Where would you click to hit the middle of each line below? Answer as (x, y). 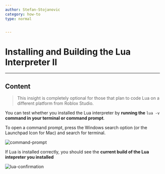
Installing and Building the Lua (68, 52)
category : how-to (23, 14)
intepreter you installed (29, 157)
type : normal (18, 19)
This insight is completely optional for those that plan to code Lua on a (88, 98)
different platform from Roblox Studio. (55, 103)
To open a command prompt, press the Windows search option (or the (76, 128)
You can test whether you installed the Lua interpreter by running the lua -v (82, 113)
